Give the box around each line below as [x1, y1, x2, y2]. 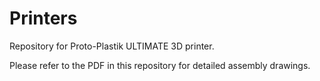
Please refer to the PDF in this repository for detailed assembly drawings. [9, 59, 311, 71]
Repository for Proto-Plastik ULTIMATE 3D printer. [9, 40, 215, 52]
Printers [9, 7, 78, 30]
